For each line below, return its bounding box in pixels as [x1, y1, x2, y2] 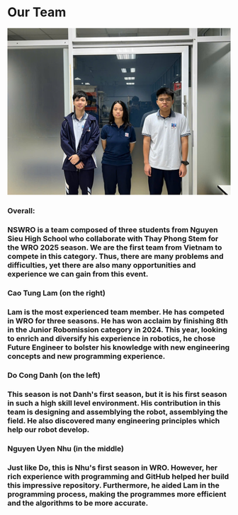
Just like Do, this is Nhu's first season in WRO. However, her [7, 463, 218, 473]
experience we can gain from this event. [7, 270, 149, 279]
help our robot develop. [7, 424, 90, 434]
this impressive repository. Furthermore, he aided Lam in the [7, 480, 220, 490]
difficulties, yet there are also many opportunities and [7, 260, 196, 270]
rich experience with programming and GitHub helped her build [7, 471, 229, 481]
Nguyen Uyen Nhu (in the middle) [7, 444, 125, 453]
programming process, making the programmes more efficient [7, 489, 227, 499]
